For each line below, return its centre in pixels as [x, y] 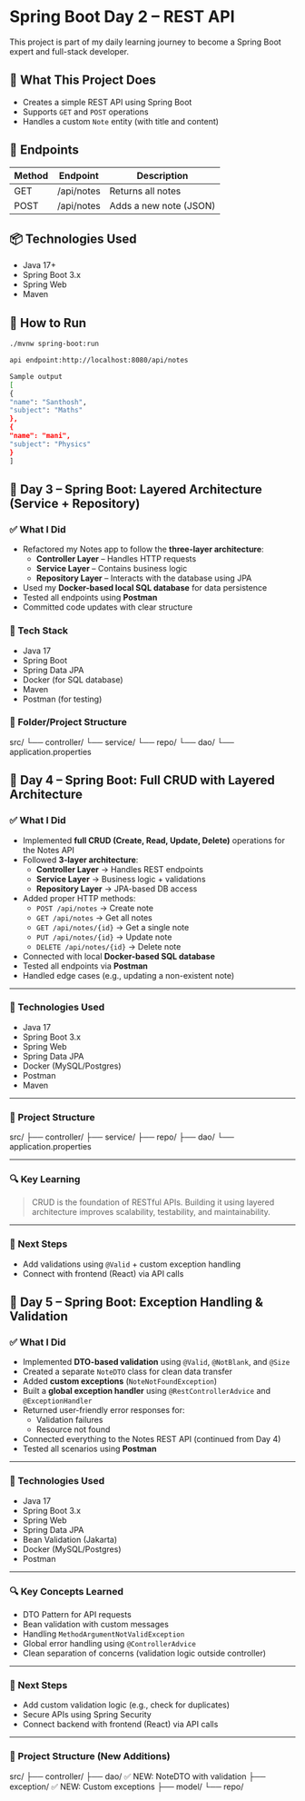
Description [162, 175]
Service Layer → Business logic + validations [121, 879]
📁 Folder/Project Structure [68, 722]
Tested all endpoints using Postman [90, 598]
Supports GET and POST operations [85, 112]
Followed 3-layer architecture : [80, 860]
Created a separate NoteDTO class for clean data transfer [128, 1372]
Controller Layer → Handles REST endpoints [120, 869]
